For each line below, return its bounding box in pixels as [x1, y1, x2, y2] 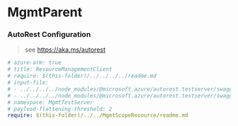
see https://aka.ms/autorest [24, 45, 106, 54]
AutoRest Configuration [7, 30, 91, 40]
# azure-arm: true [7, 59, 62, 67]
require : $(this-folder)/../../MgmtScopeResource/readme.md [7, 112, 189, 119]
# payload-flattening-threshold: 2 [7, 105, 113, 113]
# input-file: [7, 79, 50, 86]
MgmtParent [7, 4, 83, 21]
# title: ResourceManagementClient [7, 66, 113, 73]
